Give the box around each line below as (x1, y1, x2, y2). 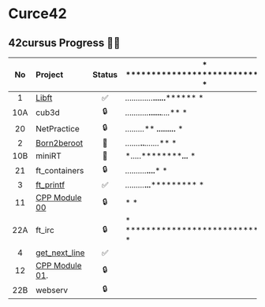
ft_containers (35, 165, 84, 176)
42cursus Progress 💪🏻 (8, 36, 121, 50)
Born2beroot (35, 138, 84, 148)
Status (92, 69, 118, 80)
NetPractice (35, 123, 80, 134)
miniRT (35, 150, 62, 161)
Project (35, 69, 64, 80)
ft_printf (35, 179, 65, 190)
